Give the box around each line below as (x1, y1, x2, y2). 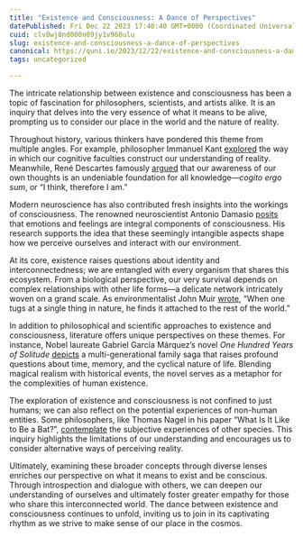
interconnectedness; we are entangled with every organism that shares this (9, 265, 289, 275)
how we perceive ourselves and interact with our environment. (9, 238, 242, 248)
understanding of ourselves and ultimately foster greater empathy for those (9, 489, 290, 500)
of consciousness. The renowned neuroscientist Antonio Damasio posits (9, 209, 279, 219)
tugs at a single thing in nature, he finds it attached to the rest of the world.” (9, 303, 290, 314)
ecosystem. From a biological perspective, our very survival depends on (9, 274, 278, 285)
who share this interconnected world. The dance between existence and (9, 499, 279, 509)
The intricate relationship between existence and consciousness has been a (9, 87, 291, 98)
